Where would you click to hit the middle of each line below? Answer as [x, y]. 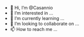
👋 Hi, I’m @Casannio [32, 8]
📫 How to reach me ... [34, 29]
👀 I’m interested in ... [32, 13]
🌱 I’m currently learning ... [37, 18]
